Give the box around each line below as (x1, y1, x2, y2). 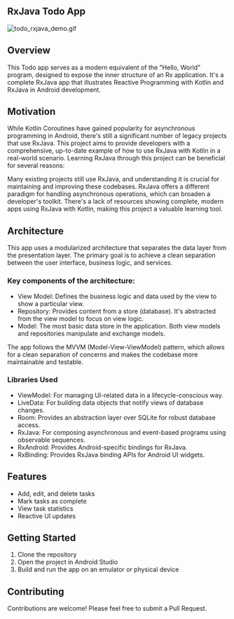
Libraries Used (7, 375, 58, 384)
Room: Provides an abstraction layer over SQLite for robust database (17, 413, 216, 422)
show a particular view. (17, 299, 85, 307)
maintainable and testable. (7, 357, 84, 366)
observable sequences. (17, 436, 85, 444)
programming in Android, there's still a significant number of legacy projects (7, 132, 227, 140)
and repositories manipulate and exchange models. (17, 329, 166, 338)
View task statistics (17, 504, 74, 513)
